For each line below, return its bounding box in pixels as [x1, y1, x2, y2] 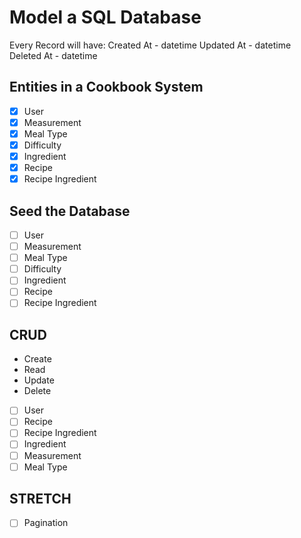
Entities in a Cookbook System [9, 79, 204, 96]
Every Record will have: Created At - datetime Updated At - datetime [9, 39, 292, 51]
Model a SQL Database [9, 6, 202, 29]
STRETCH [9, 491, 72, 508]
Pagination [23, 517, 69, 529]
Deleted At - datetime [9, 49, 98, 61]
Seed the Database [9, 202, 131, 220]
